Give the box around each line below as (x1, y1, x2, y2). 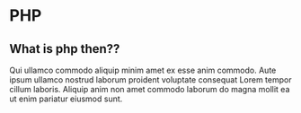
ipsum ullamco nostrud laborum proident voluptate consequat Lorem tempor (9, 74, 292, 85)
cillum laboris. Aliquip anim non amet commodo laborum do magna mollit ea (9, 84, 290, 94)
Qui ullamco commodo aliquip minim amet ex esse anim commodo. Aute (9, 65, 277, 75)
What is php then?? (9, 41, 120, 56)
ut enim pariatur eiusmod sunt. (9, 93, 123, 104)
